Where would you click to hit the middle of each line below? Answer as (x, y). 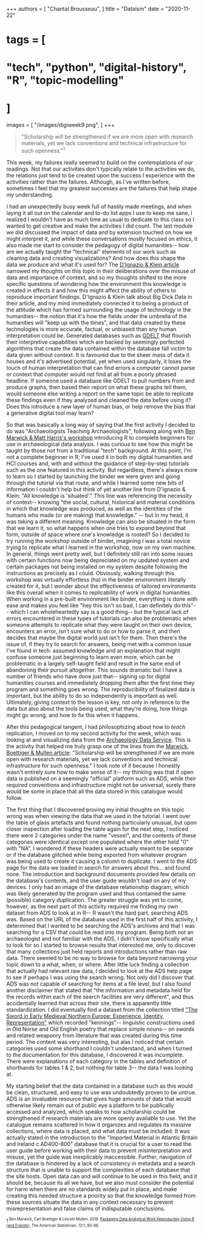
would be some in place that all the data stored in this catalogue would (94, 791)
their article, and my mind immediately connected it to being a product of (97, 303)
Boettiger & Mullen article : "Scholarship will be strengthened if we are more (100, 752)
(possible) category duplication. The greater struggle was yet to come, (95, 900)
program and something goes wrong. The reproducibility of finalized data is (101, 689)
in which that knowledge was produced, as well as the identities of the (94, 508)
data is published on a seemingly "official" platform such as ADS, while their (101, 778)
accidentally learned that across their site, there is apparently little (89, 1003)
